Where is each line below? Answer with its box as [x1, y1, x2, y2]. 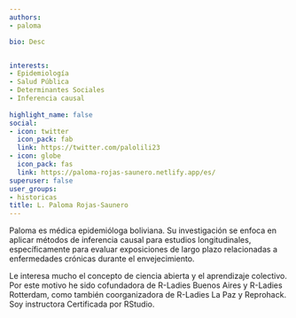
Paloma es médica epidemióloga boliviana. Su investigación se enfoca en [9, 225, 277, 236]
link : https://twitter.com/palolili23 [17, 143, 161, 152]
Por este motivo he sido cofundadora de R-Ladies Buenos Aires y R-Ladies [9, 280, 283, 291]
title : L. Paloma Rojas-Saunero [9, 201, 129, 210]
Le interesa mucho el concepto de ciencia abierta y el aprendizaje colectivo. [9, 271, 288, 282]
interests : [9, 61, 50, 70]
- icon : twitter [9, 127, 69, 136]
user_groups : [9, 184, 58, 193]
